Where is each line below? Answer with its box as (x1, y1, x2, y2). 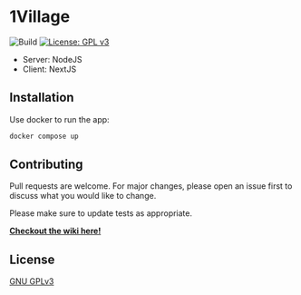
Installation (9, 90, 74, 105)
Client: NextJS (22, 64, 77, 74)
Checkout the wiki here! (9, 225, 102, 237)
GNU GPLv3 (9, 276, 54, 287)
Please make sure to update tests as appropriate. (9, 208, 193, 219)
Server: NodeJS (22, 54, 83, 64)
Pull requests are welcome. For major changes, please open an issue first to (9, 181, 293, 192)
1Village (9, 6, 71, 27)
